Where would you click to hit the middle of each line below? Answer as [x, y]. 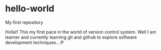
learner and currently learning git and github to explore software [71, 37]
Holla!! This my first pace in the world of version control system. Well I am [81, 32]
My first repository [24, 22]
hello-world [30, 9]
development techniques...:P [34, 42]
